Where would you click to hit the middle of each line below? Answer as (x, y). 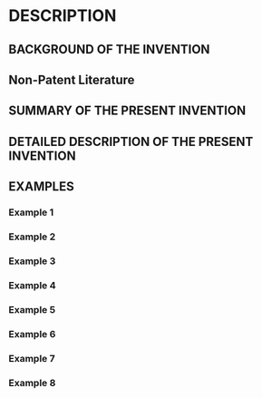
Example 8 (32, 383)
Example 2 (32, 237)
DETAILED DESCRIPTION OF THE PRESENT (131, 141)
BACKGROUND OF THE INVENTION (109, 49)
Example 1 (31, 212)
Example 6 (32, 334)
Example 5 (32, 309)
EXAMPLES (41, 187)
